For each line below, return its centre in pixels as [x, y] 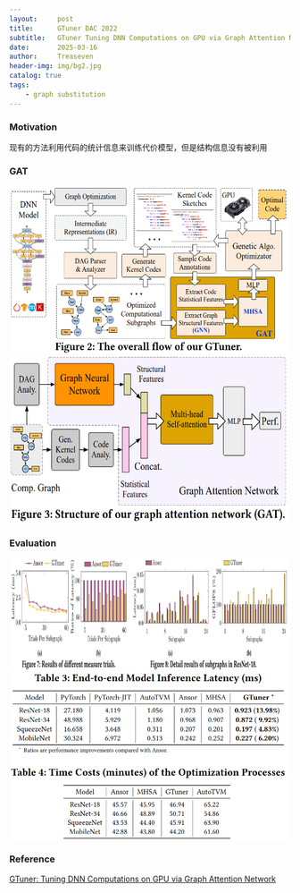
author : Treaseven [51, 57]
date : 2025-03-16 [54, 47]
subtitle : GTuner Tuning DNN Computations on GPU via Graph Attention [147, 38]
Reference [32, 859]
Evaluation [33, 543]
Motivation [33, 127]
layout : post [42, 19]
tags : [19, 85]
